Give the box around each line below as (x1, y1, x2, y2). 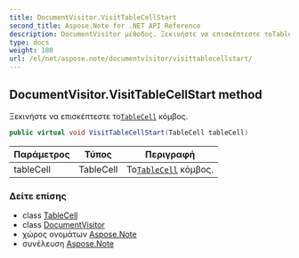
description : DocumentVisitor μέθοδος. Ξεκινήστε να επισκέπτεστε (9, 29, 261, 38)
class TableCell (21, 210, 78, 221)
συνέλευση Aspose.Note (21, 238, 114, 249)
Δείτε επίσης (9, 189, 67, 202)
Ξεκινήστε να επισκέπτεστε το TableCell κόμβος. (9, 110, 189, 121)
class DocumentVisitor (21, 219, 105, 230)
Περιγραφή (145, 148, 196, 160)
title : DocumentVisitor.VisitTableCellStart (9, 12, 177, 22)
